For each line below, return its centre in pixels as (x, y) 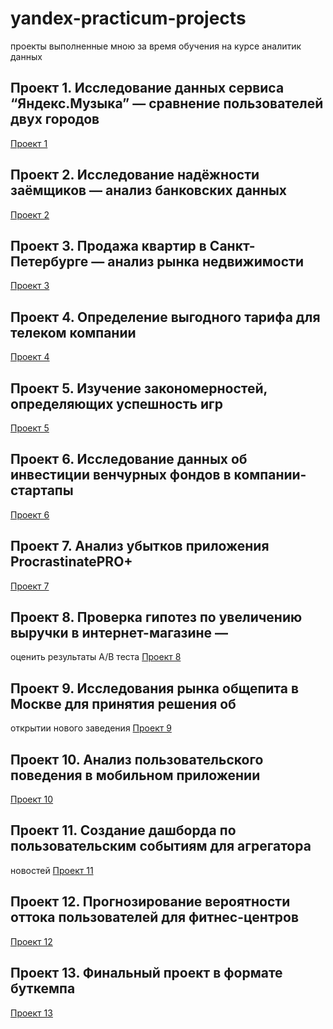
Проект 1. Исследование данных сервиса (147, 88)
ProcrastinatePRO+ (71, 562)
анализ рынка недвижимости (206, 261)
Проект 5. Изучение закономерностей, (139, 388)
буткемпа (43, 988)
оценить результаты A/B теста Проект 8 (96, 657)
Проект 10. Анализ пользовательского (137, 759)
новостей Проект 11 (52, 870)
